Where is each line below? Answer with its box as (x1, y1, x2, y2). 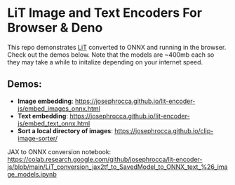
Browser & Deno (7, 20, 103, 36)
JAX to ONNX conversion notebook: (7, 147, 112, 156)
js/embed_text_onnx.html (17, 119, 90, 128)
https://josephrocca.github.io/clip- (114, 126, 214, 135)
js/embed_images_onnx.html (17, 104, 100, 113)
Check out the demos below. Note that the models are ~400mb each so (7, 50, 215, 59)
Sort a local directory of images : (17, 126, 114, 135)
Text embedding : (17, 111, 69, 120)
